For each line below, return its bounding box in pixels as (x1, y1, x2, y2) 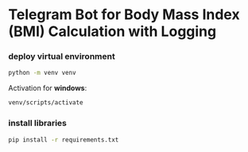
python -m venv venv (8, 69, 77, 77)
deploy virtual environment (8, 51, 115, 62)
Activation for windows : (8, 84, 87, 93)
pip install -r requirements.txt (8, 135, 119, 144)
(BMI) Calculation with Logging (8, 22, 217, 41)
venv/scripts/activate (8, 99, 83, 107)
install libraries (8, 118, 68, 129)
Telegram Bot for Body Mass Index (8, 6, 240, 24)
